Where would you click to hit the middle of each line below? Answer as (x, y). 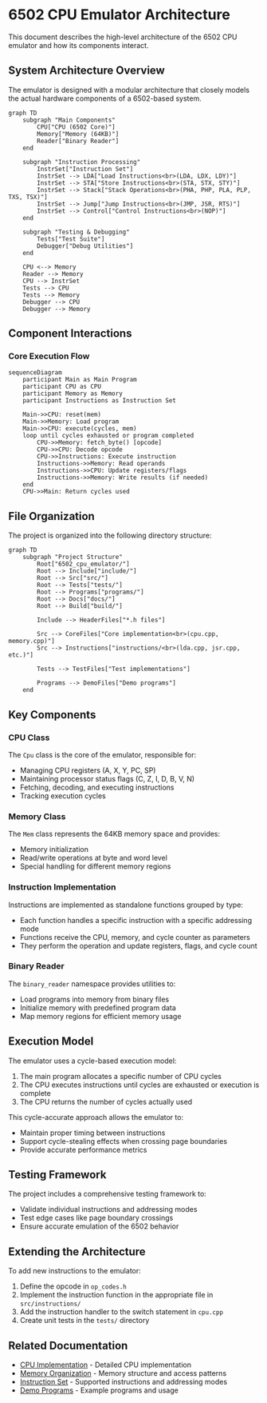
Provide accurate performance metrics (83, 1149)
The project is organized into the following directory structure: (110, 536)
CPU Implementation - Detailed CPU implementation (106, 1365)
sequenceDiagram (35, 373)
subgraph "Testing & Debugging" (76, 232)
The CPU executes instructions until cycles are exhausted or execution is (139, 1085)
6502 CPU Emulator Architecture (120, 15)
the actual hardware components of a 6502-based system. (105, 98)
